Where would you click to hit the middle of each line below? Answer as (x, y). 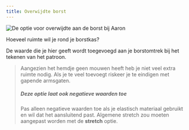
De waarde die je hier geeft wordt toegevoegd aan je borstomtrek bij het (93, 51)
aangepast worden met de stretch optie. (69, 121)
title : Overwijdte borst (36, 11)
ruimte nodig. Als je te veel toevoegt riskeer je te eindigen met (95, 74)
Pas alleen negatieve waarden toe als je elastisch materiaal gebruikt (102, 108)
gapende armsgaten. (45, 80)
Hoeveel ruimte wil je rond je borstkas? (53, 39)
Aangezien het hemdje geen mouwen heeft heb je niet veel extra (98, 68)
